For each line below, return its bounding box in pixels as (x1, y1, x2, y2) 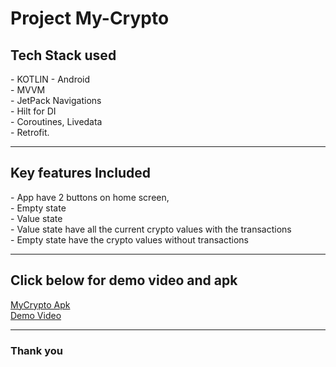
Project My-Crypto (10, 7, 170, 30)
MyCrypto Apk (10, 298, 71, 311)
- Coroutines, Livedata (10, 116, 103, 127)
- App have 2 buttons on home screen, (10, 191, 170, 203)
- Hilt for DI (10, 105, 57, 117)
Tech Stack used (10, 47, 117, 64)
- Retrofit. (10, 127, 50, 138)
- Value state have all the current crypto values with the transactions (10, 223, 292, 235)
